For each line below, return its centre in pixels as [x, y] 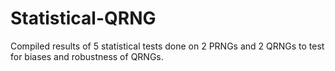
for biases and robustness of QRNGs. [87, 56]
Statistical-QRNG [83, 18]
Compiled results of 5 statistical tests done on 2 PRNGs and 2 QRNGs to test [167, 46]
